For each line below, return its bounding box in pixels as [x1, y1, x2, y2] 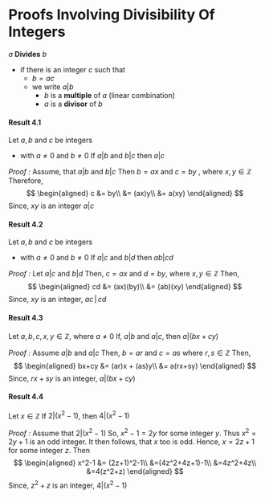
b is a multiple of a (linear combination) [43, 90, 175, 100]
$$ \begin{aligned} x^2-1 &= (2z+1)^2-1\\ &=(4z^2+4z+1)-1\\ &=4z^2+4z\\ [13, 458, 257, 467]
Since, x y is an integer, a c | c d [8, 295, 107, 304]
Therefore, [8, 176, 44, 186]
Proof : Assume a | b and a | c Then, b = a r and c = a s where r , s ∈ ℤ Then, [8, 348, 251, 357]
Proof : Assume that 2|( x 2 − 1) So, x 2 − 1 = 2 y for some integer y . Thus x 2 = [8, 427, 257, 439]
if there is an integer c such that [19, 64, 126, 74]
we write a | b [31, 82, 74, 92]
